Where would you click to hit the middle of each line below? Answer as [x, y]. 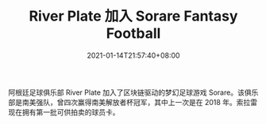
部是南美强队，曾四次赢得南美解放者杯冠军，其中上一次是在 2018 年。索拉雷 [133, 102]
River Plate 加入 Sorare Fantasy [133, 16]
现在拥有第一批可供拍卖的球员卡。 [64, 112]
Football [133, 34]
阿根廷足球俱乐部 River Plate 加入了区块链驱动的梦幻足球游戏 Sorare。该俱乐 [133, 92]
